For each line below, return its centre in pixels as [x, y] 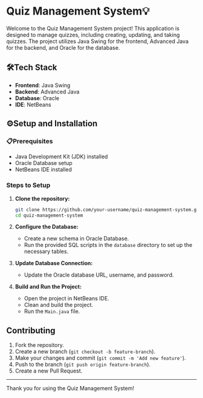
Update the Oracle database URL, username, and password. [99, 275]
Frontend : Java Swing [43, 85]
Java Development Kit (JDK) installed [61, 157]
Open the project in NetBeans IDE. [67, 298]
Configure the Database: [47, 227]
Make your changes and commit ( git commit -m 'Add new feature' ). [100, 358]
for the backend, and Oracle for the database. [63, 47]
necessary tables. [46, 251]
